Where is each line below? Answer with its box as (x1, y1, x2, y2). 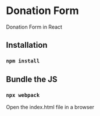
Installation (6, 40, 48, 50)
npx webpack (6, 92, 40, 99)
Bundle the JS (6, 74, 58, 84)
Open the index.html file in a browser (6, 103, 95, 110)
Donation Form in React (6, 23, 63, 30)
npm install (6, 58, 40, 65)
